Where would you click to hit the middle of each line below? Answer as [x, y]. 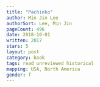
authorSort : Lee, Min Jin [39, 23]
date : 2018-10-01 [28, 35]
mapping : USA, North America [43, 69]
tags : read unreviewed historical [50, 63]
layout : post [23, 52]
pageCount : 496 [26, 29]
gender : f [19, 75]
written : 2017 [24, 40]
